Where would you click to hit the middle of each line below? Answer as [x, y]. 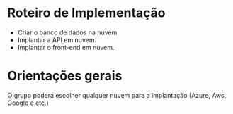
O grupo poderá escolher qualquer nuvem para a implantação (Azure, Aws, [117, 95]
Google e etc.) [28, 103]
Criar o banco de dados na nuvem [67, 32]
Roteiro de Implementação [86, 13]
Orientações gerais [65, 76]
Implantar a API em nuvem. [57, 39]
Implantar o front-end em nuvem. [66, 47]
